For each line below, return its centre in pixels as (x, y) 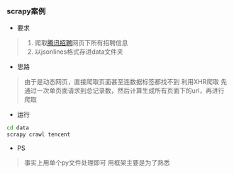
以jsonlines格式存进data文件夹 (79, 52)
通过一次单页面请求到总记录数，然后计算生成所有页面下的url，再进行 (124, 91)
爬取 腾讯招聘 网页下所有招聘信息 (81, 43)
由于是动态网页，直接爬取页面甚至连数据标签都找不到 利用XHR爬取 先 (126, 82)
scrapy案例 (26, 11)
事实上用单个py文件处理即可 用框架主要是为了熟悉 (97, 163)
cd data (18, 128)
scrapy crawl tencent (39, 135)
